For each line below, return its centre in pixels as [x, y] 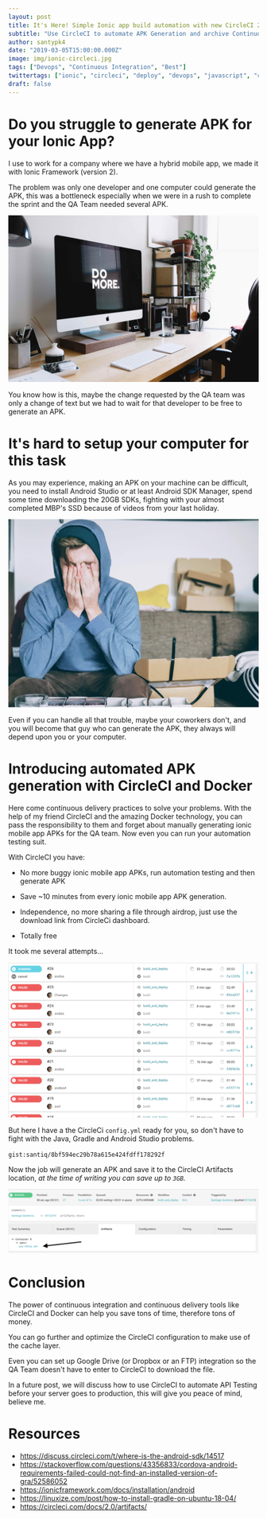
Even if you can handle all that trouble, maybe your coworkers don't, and [127, 720]
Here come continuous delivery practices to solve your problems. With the [130, 808]
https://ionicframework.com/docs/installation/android [107, 1490]
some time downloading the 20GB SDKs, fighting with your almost [116, 500]
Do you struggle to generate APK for [130, 124]
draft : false [30, 84]
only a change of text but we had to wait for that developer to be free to [125, 403]
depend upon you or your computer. [68, 737]
